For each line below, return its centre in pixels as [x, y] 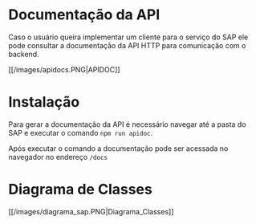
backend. [24, 54]
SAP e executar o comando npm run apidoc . [81, 132]
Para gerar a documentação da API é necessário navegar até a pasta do [127, 124]
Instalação [44, 102]
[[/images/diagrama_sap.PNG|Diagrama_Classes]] [91, 211]
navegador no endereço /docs [58, 157]
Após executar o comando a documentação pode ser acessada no [118, 148]
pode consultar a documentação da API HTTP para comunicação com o [127, 45]
